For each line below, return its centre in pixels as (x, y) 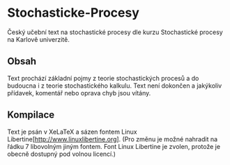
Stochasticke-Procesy (73, 13)
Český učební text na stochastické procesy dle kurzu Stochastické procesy (115, 32)
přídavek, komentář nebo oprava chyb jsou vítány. (79, 93)
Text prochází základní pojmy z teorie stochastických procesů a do (103, 78)
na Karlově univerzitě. (38, 39)
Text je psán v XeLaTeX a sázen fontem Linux (72, 132)
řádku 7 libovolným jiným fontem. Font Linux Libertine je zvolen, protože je (114, 146)
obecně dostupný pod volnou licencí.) (62, 154)
